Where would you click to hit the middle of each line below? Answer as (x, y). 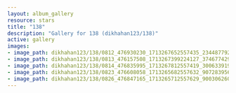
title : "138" (26, 27)
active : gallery (31, 40)
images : (19, 46)
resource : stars (31, 20)
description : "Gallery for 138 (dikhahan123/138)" (83, 33)
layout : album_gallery (40, 14)
